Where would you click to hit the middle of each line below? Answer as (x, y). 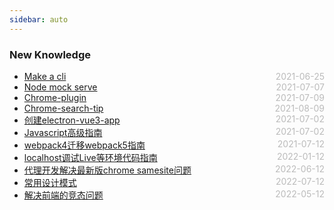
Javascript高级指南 (63, 132)
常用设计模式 (50, 182)
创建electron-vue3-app (72, 120)
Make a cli (45, 76)
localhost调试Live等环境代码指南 (90, 157)
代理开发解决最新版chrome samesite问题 (107, 170)
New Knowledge (50, 54)
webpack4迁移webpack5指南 (84, 145)
